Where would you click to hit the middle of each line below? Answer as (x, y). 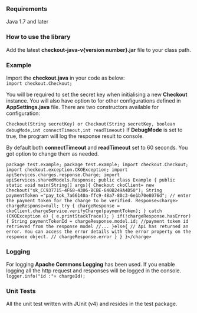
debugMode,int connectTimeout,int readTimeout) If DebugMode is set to (94, 130)
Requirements (27, 9)
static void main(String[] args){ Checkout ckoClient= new (80, 185)
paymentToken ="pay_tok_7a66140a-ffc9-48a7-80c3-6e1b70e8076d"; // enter (99, 195)
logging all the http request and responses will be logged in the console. (94, 271)
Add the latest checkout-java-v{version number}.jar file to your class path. (99, 50)
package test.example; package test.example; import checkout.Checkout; (97, 164)
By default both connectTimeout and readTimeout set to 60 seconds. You (97, 147)
